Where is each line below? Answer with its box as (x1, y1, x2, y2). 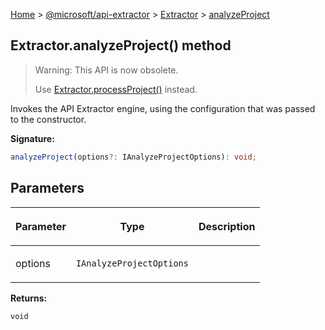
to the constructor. (10, 113, 87, 125)
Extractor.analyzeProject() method (10, 37, 232, 54)
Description (198, 219, 256, 233)
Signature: (10, 132, 55, 144)
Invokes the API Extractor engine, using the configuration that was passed (10, 102, 316, 114)
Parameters (10, 180, 85, 197)
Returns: (10, 292, 48, 304)
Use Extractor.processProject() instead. (34, 83, 198, 95)
